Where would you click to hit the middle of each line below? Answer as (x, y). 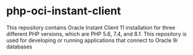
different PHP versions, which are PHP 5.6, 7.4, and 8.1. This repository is (96, 33)
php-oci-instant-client (64, 11)
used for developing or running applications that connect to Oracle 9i (92, 40)
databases (19, 47)
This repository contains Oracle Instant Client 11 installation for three (91, 27)
